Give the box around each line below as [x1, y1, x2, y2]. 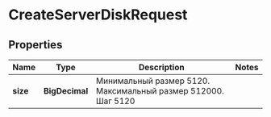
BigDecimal [43, 86, 89, 96]
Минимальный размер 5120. [95, 75, 211, 86]
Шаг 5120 [95, 95, 135, 107]
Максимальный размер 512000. [95, 86, 224, 96]
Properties [8, 38, 63, 52]
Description [138, 62, 185, 73]
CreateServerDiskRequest [8, 6, 188, 24]
